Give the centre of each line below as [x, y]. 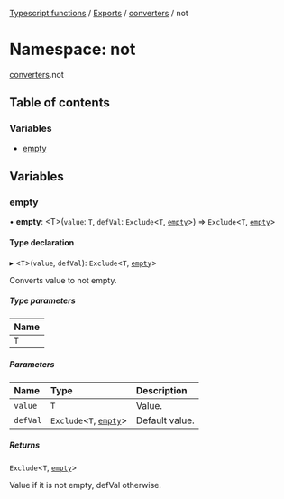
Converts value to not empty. [63, 280]
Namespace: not [73, 50]
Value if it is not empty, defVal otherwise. [86, 485]
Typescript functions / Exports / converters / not [99, 13]
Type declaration [42, 242]
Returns [25, 445]
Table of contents [60, 103]
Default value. [165, 420]
